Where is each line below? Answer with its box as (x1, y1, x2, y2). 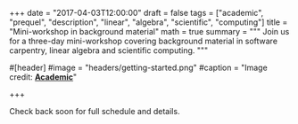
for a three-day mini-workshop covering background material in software (9, 35, 278, 46)
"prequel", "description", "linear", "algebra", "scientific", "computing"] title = (9, 17, 288, 27)
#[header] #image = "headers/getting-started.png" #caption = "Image (9, 62, 268, 73)
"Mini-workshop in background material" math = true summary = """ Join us (9, 27, 290, 36)
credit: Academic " (9, 72, 78, 82)
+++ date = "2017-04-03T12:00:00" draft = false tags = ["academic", (9, 8, 264, 18)
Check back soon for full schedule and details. (9, 106, 180, 116)
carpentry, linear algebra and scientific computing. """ (9, 45, 209, 56)
